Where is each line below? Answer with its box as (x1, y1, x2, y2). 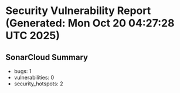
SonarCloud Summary (5, 52, 89, 62)
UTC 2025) (5, 29, 60, 42)
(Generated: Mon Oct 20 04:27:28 (5, 16, 175, 30)
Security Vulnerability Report (5, 4, 151, 18)
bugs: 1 (13, 68, 32, 74)
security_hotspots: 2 (13, 80, 63, 87)
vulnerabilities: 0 (13, 74, 54, 81)
